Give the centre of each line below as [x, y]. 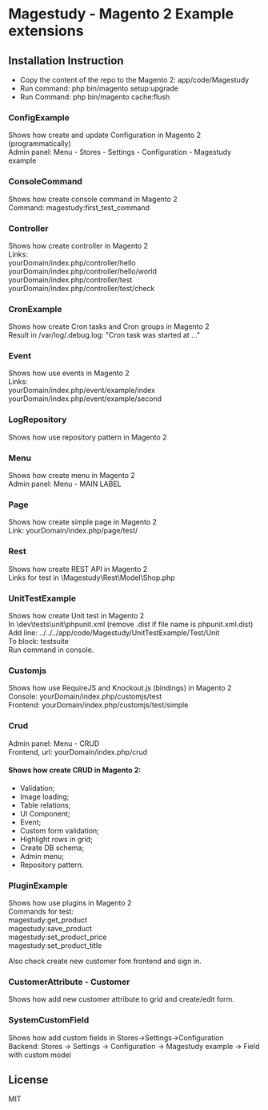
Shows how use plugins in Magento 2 [70, 903]
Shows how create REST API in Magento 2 [78, 569]
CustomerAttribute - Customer [69, 982]
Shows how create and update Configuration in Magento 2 [105, 135]
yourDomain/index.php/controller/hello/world [83, 271]
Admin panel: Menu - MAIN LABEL [65, 484]
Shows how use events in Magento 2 [69, 373]
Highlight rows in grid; [56, 839]
